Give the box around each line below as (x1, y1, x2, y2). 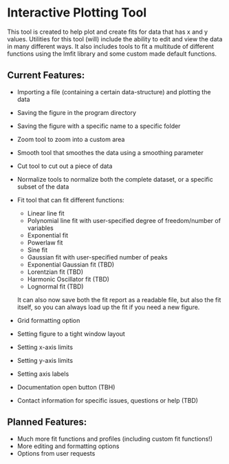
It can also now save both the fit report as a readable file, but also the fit (17, 295, 221, 304)
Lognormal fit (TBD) (27, 282, 84, 291)
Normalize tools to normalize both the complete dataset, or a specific (17, 175, 213, 183)
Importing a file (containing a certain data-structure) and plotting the (17, 87, 211, 96)
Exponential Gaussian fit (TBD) (27, 260, 115, 268)
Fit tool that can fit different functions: (17, 196, 125, 204)
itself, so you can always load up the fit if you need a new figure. (17, 303, 200, 311)
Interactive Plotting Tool (7, 5, 147, 21)
